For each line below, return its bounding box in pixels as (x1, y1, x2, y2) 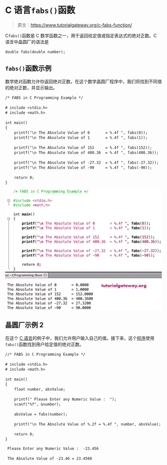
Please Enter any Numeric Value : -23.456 (7, 446, 99, 451)
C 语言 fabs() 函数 (5, 4, 76, 16)
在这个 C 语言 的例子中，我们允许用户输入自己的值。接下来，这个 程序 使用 (5, 335, 155, 341)
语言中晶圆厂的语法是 (5, 38, 49, 45)
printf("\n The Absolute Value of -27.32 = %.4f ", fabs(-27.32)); (14, 160, 159, 165)
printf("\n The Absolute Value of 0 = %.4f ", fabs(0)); (14, 130, 148, 135)
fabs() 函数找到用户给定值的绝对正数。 (5, 341, 84, 347)
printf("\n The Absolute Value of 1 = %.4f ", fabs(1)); (14, 135, 148, 140)
